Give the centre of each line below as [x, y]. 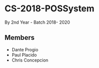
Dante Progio [25, 49]
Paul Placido [24, 55]
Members [20, 38]
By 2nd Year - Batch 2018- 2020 [37, 22]
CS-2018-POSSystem [49, 9]
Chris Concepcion [30, 60]
